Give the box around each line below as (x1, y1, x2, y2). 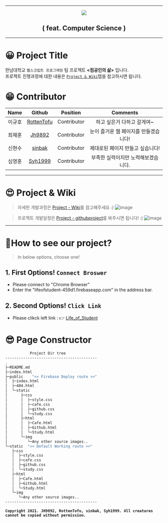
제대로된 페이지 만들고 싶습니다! (89, 144, 160, 151)
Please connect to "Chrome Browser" (12, 282, 90, 288)
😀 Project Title (5, 50, 68, 61)
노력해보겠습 (130, 154, 158, 161)
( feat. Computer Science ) (42, 24, 126, 32)
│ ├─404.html (5, 383, 35, 389)
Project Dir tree (29, 351, 66, 356)
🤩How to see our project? (5, 237, 112, 249)
